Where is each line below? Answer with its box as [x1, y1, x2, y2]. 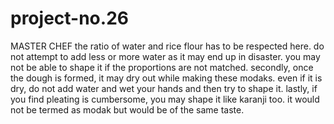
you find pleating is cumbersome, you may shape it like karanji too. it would [10, 93, 320, 105]
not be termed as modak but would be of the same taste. [10, 103, 245, 116]
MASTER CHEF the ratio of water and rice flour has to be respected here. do [10, 40, 325, 52]
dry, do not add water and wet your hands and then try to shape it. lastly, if [10, 82, 318, 94]
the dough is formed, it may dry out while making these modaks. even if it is [10, 72, 323, 84]
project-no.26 [10, 7, 129, 30]
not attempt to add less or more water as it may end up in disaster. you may [10, 50, 321, 62]
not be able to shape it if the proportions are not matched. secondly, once [10, 61, 314, 73]
